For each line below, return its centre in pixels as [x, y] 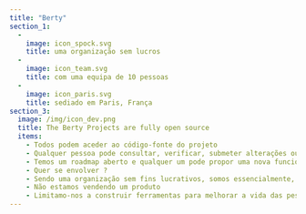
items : [30, 137]
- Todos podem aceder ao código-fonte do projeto [122, 145]
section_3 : [30, 111]
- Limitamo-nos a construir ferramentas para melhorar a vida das [154, 196]
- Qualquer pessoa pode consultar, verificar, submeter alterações [156, 153]
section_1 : [30, 26]
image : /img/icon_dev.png [67, 119]
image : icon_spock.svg [69, 43]
